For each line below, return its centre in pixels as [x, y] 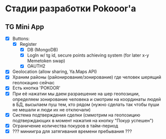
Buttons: [21, 38]
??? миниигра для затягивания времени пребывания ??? [72, 131]
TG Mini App [25, 27]
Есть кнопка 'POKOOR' [36, 88]
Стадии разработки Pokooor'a [71, 9]
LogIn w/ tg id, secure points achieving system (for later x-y [88, 55]
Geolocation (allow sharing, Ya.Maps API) [55, 71]
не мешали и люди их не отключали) [51, 109]
